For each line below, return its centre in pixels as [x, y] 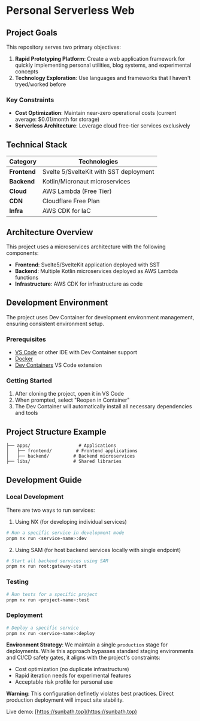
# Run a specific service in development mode [65, 533]
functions [27, 277]
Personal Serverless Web [70, 11]
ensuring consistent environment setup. [55, 324]
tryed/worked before [40, 84]
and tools [26, 413]
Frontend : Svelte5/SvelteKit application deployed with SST [87, 265]
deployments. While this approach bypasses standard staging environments [100, 651]
